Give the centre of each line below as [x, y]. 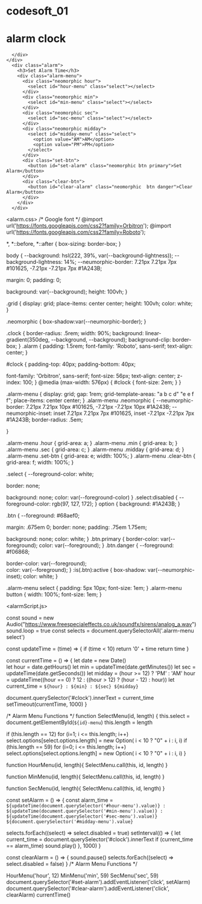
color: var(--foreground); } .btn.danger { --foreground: [106, 545]
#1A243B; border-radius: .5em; [45, 420]
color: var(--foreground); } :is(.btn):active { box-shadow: [76, 570]
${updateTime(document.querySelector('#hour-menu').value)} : [86, 806]
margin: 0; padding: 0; [34, 280]
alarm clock [36, 39]
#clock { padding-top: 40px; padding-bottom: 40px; [71, 364]
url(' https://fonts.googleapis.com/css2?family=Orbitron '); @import [89, 226]
